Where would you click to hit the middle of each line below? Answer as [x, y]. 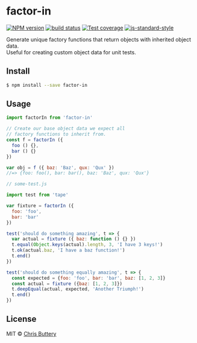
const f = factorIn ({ [35, 140]
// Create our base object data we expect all [66, 129]
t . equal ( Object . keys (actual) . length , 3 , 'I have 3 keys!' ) [87, 245]
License [21, 319]
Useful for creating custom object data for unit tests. [71, 52]
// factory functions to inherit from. [56, 134]
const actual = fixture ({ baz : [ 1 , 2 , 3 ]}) [67, 284]
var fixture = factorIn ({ [40, 206]
